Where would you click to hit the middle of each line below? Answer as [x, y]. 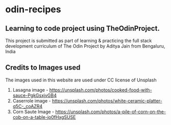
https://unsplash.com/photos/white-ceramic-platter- [107, 100]
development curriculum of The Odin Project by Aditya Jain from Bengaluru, [85, 46]
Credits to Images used [43, 68]
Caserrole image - [32, 100]
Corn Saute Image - [33, 112]
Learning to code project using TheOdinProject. [82, 28]
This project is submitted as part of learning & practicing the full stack [79, 40]
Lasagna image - [30, 90]
